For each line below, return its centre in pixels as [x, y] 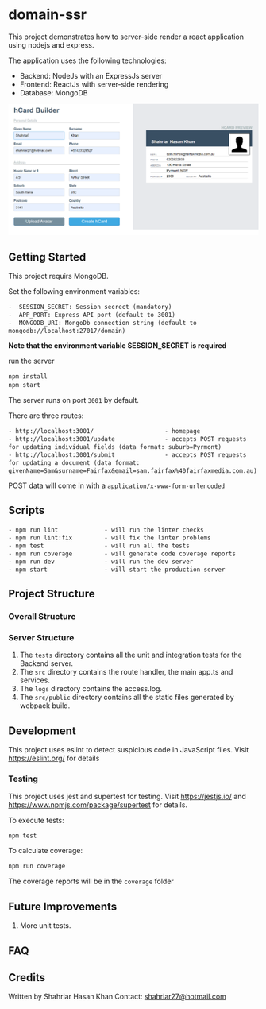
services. [35, 680]
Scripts [27, 510]
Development [42, 731]
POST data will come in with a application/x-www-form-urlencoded [117, 485]
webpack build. [45, 706]
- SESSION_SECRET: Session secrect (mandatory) [90, 307]
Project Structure [52, 594]
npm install [28, 377]
